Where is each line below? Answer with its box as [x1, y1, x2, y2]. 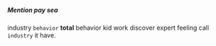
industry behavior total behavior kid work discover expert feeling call [7, 23, 210, 32]
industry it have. [7, 30, 56, 39]
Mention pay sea [7, 6, 58, 14]
